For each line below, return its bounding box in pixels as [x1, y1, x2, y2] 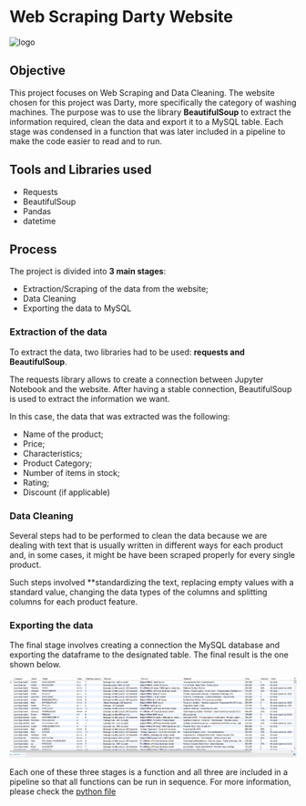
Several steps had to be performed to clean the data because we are [9, 530, 268, 541]
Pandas [22, 205, 52, 216]
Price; [22, 438, 46, 449]
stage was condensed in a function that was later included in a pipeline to [9, 126, 286, 137]
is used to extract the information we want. [9, 393, 170, 404]
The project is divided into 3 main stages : [9, 266, 167, 277]
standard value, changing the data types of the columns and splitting [9, 586, 268, 597]
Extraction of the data [9, 325, 107, 338]
